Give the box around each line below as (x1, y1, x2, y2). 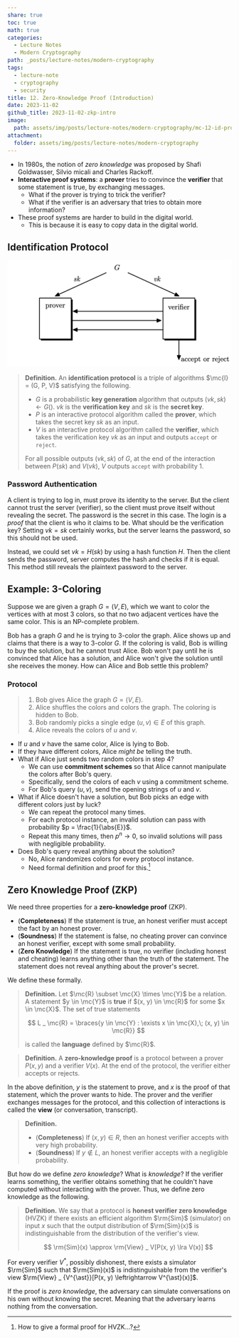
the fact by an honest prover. (17, 924, 103, 933)
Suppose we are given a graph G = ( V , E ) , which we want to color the (7, 602, 210, 611)
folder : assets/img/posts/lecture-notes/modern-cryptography (14, 139, 199, 146)
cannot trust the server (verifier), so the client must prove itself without (7, 503, 216, 511)
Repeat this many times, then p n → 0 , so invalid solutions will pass (28, 830, 223, 840)
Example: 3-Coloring (7, 583, 102, 596)
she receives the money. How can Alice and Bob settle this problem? (7, 661, 208, 670)
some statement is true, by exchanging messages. (17, 183, 166, 191)
